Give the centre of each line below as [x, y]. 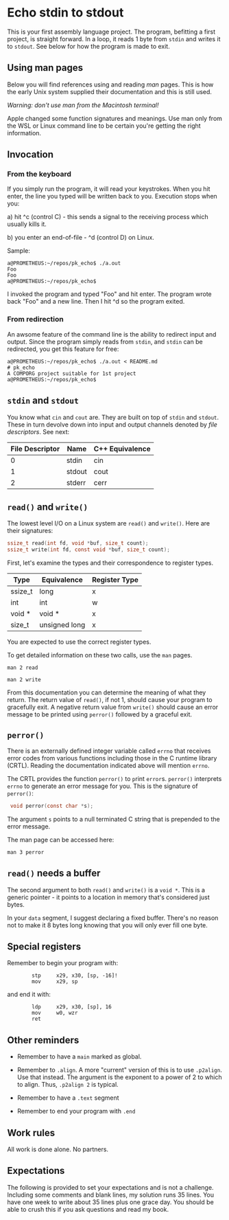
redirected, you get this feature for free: [63, 349]
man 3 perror [26, 852]
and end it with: [29, 995]
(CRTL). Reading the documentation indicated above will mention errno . [108, 765]
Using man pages [45, 68]
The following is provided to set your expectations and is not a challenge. [110, 1187]
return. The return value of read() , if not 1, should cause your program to [110, 700]
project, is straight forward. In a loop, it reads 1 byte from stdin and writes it [114, 38]
